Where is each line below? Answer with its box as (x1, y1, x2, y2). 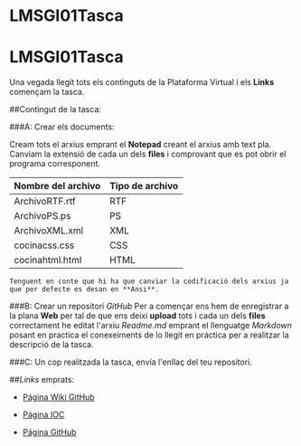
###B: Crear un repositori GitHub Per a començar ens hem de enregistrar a (9, 300, 289, 312)
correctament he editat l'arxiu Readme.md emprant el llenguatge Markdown (9, 320, 292, 331)
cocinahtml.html (14, 254, 82, 267)
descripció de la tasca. (9, 339, 95, 350)
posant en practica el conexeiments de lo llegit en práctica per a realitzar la (9, 329, 289, 340)
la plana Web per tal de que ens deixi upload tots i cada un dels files (9, 310, 266, 321)
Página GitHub (22, 427, 77, 438)
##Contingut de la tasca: (9, 104, 102, 115)
